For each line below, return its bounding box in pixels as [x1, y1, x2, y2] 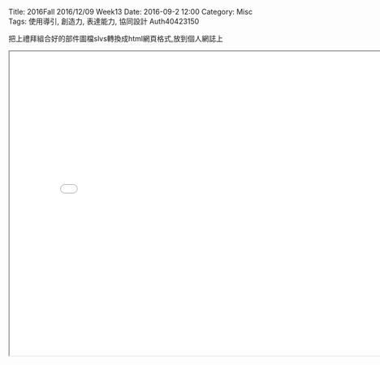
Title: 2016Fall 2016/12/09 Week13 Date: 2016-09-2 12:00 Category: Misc [8, 7, 253, 16]
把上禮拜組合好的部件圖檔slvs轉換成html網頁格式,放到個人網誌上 [8, 34, 223, 43]
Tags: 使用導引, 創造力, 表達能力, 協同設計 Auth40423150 [8, 16, 200, 26]
